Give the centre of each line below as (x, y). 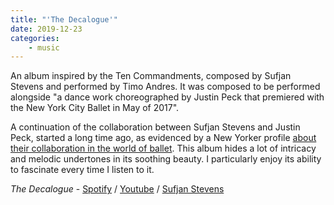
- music (44, 47)
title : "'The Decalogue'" (64, 19)
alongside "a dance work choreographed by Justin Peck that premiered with (167, 97)
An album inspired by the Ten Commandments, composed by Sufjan (151, 76)
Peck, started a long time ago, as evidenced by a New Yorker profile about (163, 138)
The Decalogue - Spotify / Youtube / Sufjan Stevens (117, 189)
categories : (35, 38)
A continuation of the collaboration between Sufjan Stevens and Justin (155, 127)
